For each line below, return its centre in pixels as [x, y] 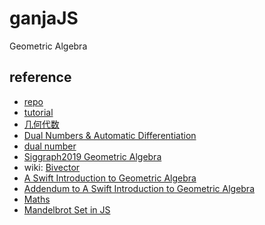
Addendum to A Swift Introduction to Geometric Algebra [139, 188]
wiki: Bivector [52, 167]
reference [40, 77]
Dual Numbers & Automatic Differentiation [110, 135]
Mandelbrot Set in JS [67, 209]
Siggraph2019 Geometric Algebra [92, 156]
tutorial [38, 112]
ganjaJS [44, 18]
